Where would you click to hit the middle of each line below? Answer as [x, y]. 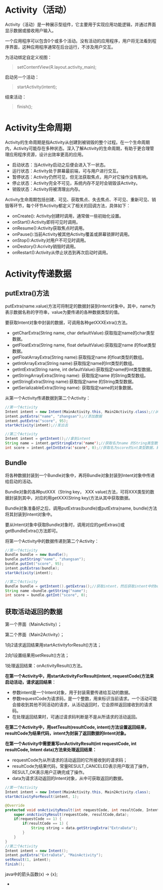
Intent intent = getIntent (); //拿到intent [48, 439]
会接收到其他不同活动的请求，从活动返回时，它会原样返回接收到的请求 [82, 705]
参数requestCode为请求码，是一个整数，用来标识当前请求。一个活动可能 [85, 699]
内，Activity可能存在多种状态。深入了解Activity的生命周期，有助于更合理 [78, 148]
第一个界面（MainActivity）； [33, 625]
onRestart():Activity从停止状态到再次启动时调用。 [61, 252]
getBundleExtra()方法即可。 [33, 530]
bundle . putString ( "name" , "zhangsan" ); [45, 559]
